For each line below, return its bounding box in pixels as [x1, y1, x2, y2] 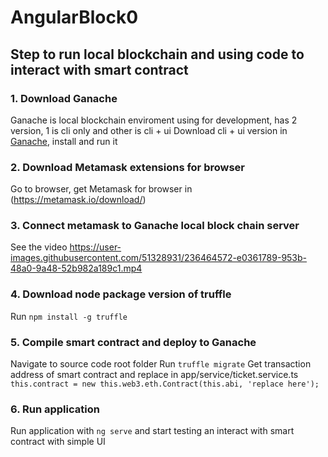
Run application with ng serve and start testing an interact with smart [10, 425, 295, 437]
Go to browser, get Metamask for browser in [10, 183, 193, 195]
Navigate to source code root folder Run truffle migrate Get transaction [10, 358, 312, 370]
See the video [10, 241, 68, 253]
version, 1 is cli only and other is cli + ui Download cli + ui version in [10, 124, 288, 136]
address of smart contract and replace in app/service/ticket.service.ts [10, 369, 299, 381]
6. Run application [10, 402, 100, 416]
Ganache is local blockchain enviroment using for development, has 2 [10, 114, 298, 126]
